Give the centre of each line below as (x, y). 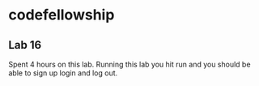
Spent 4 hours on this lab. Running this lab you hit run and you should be (129, 64)
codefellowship (62, 15)
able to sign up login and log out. (63, 73)
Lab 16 (25, 45)
